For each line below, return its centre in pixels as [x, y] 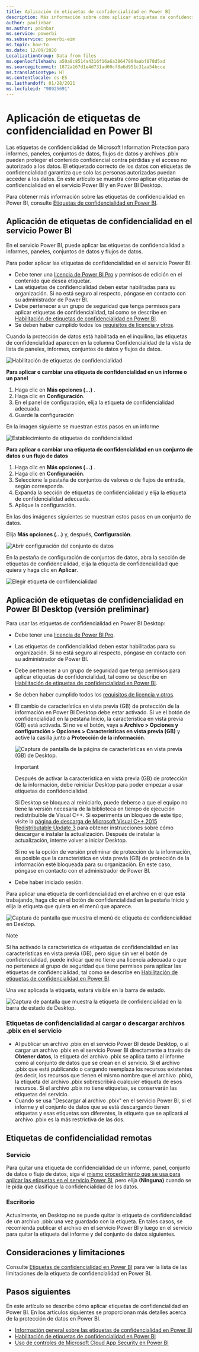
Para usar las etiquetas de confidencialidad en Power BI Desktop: [86, 623]
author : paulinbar [29, 23]
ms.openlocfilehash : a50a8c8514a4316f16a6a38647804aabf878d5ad [86, 61]
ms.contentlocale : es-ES [37, 78]
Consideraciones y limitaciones [66, 1253]
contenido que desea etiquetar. [53, 281]
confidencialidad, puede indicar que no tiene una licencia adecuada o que [97, 960]
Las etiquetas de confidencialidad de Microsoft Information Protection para [98, 147]
